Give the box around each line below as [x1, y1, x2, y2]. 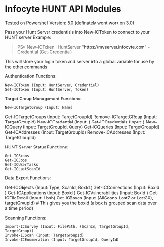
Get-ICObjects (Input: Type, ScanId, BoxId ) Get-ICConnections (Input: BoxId [5, 184, 160, 190]
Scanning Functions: [5, 215, 47, 221]
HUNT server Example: [5, 34, 51, 40]
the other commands [5, 64, 47, 70]
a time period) [5, 205, 33, 211]
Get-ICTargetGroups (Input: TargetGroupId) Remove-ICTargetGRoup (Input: [5, 114, 157, 120]
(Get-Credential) [39, 49, 72, 55]
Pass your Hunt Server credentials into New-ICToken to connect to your [5, 29, 150, 35]
